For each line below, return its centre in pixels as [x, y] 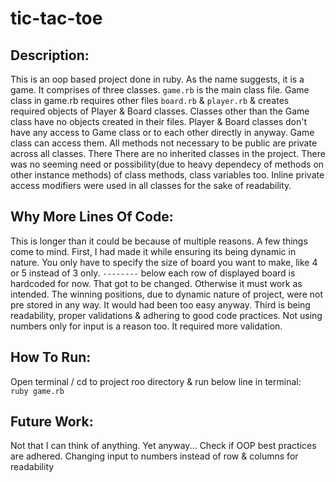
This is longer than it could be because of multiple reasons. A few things [159, 241]
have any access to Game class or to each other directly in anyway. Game [162, 132]
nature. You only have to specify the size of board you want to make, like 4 [164, 262]
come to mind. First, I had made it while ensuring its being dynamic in [153, 251]
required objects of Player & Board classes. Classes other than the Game [160, 111]
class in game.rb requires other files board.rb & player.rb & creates [150, 100]
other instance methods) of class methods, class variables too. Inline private [167, 175]
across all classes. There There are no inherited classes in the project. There [168, 153]
